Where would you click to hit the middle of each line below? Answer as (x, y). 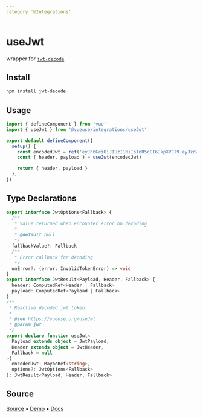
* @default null (35, 235)
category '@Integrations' (39, 12)
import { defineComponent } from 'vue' (56, 124)
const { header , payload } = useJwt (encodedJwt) (79, 158)
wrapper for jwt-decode (35, 59)
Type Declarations (41, 198)
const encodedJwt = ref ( (48, 152)
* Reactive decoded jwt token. (48, 308)
